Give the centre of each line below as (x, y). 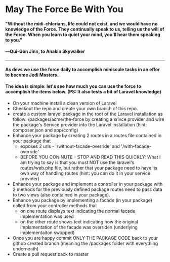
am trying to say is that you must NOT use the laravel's (77, 162)
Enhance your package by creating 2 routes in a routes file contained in (87, 135)
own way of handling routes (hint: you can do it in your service (85, 173)
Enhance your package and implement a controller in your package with (88, 184)
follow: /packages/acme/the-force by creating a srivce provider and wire (88, 119)
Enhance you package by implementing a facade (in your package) (82, 200)
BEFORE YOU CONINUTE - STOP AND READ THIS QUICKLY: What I (90, 157)
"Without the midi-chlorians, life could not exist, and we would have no (81, 23)
